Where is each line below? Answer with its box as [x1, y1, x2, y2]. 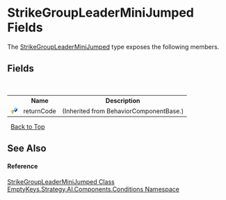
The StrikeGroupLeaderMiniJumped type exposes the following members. [7, 42, 220, 51]
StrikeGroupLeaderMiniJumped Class [7, 177, 115, 185]
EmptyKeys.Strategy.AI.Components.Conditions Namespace [7, 185, 179, 193]
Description [105, 97, 140, 105]
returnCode [23, 106, 57, 115]
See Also [7, 142, 47, 154]
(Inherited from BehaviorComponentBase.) [62, 106, 184, 115]
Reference [7, 162, 38, 170]
